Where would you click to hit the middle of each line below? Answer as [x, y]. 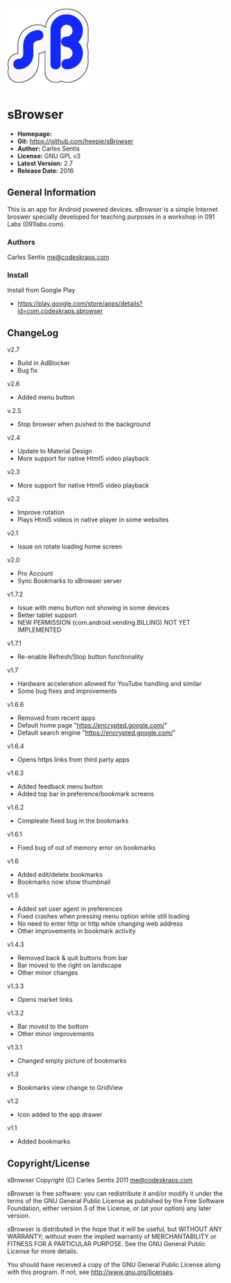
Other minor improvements [55, 1034]
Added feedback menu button [60, 787]
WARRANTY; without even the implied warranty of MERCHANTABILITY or [112, 1236]
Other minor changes [48, 973]
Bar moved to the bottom [53, 1027]
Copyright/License [49, 1163]
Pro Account [35, 573]
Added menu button [46, 397]
